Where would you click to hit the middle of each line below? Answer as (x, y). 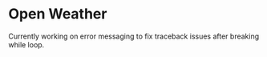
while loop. (26, 44)
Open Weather (58, 14)
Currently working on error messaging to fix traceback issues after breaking (134, 36)
